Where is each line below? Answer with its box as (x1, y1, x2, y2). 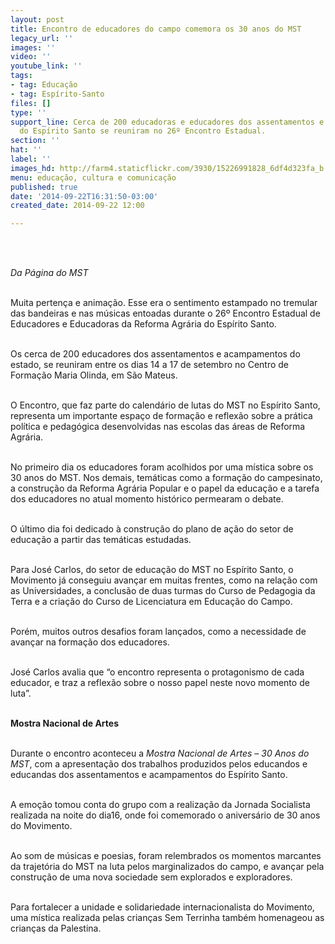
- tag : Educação (10, 80, 78, 90)
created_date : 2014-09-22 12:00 (10, 201, 145, 211)
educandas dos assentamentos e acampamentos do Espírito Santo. (10, 769, 288, 781)
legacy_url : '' (10, 33, 74, 43)
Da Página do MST (10, 267, 89, 279)
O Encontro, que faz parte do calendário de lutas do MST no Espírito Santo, (10, 399, 321, 411)
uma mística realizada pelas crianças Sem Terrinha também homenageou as (10, 912, 325, 924)
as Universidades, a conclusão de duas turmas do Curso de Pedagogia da (10, 585, 316, 597)
